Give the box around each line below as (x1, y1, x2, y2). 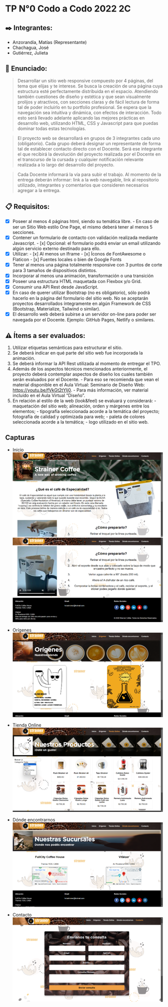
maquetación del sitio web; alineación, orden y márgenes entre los (12, 403, 149, 409)
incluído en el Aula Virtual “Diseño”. (12, 392, 85, 398)
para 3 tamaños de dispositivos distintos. (12, 267, 97, 273)
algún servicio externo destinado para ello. (12, 245, 101, 251)
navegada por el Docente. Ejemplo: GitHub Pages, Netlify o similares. (12, 317, 155, 323)
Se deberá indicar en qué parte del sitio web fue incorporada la (12, 350, 143, 355)
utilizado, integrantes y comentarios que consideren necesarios (17, 182, 149, 188)
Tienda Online (12, 722, 41, 728)
